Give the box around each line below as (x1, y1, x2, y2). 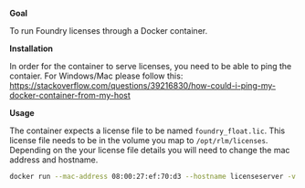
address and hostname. (9, 154, 99, 165)
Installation (9, 43, 53, 54)
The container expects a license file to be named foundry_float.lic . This (9, 125, 286, 136)
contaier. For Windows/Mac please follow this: (9, 70, 184, 81)
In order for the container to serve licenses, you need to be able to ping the (9, 61, 292, 71)
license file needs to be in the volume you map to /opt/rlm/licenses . (9, 135, 268, 145)
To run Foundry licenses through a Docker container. (9, 26, 208, 36)
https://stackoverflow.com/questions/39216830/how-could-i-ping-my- (9, 80, 277, 90)
